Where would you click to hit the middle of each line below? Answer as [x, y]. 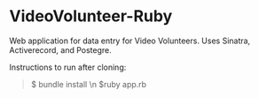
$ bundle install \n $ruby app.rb [89, 84]
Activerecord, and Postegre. [61, 49]
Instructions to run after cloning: [68, 67]
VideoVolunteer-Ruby [91, 16]
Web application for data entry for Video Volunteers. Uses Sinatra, [130, 41]
